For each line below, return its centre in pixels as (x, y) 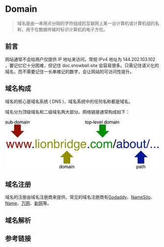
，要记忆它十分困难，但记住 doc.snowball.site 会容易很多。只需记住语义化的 (82, 65)
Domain (21, 9)
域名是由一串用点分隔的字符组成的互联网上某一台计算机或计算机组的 (86, 23)
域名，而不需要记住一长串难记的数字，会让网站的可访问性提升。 (69, 71)
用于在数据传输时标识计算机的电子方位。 (67, 29)
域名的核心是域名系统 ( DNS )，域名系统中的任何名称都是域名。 (69, 101)
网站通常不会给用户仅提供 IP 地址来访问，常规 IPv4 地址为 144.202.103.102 (80, 59)
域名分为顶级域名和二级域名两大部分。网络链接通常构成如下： (68, 112)
